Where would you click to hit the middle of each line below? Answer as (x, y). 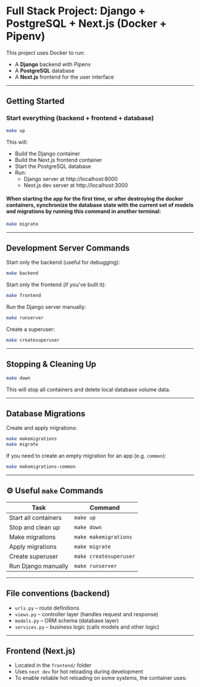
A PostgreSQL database (45, 70)
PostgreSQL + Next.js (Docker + (87, 24)
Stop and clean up (35, 527)
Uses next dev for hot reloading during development (79, 672)
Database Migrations (46, 413)
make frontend (24, 296)
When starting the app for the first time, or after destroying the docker (95, 199)
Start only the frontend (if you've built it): (56, 285)
